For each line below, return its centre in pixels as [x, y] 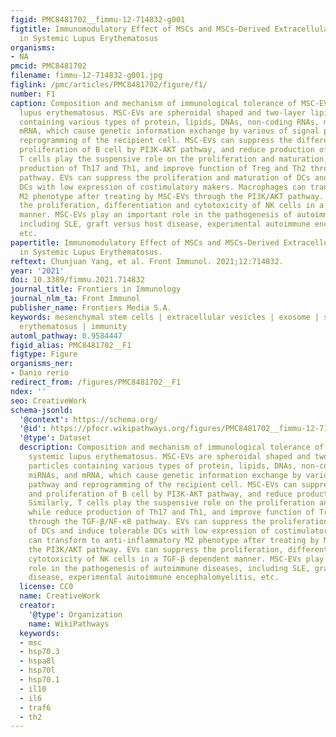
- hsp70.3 [39, 652]
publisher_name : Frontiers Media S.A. [91, 308]
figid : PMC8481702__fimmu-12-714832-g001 [98, 19]
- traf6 [35, 707]
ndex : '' [28, 391]
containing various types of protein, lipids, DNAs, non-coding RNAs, [169, 122]
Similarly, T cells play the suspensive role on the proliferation [171, 503]
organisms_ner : [42, 364]
